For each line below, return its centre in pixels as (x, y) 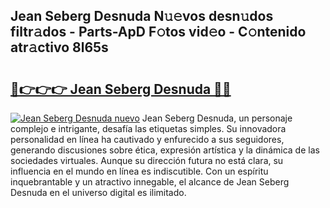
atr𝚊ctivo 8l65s (59, 47)
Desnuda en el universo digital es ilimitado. (98, 192)
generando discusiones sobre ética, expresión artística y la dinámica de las (165, 150)
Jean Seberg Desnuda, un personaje (217, 118)
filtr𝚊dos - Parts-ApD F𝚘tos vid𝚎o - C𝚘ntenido (158, 32)
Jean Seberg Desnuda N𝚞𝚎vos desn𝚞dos (142, 16)
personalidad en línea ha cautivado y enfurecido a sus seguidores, (147, 139)
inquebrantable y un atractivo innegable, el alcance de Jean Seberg (150, 182)
